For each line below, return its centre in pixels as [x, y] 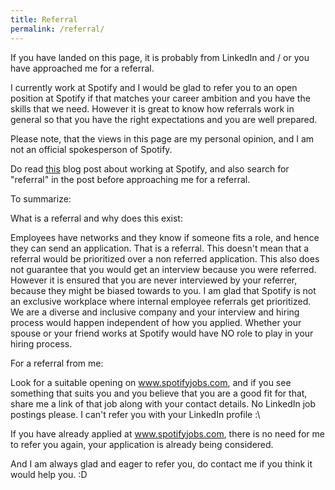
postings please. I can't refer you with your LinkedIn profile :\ [135, 414]
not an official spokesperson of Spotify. [91, 149]
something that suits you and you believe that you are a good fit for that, [159, 393]
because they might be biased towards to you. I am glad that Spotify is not [163, 290]
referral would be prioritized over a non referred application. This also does [165, 258]
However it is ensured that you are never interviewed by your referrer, [154, 280]
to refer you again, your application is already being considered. [142, 444]
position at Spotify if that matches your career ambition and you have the [160, 98]
